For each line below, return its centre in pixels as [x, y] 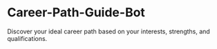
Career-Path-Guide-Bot [76, 13]
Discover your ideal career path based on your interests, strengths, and [109, 31]
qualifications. [27, 38]
